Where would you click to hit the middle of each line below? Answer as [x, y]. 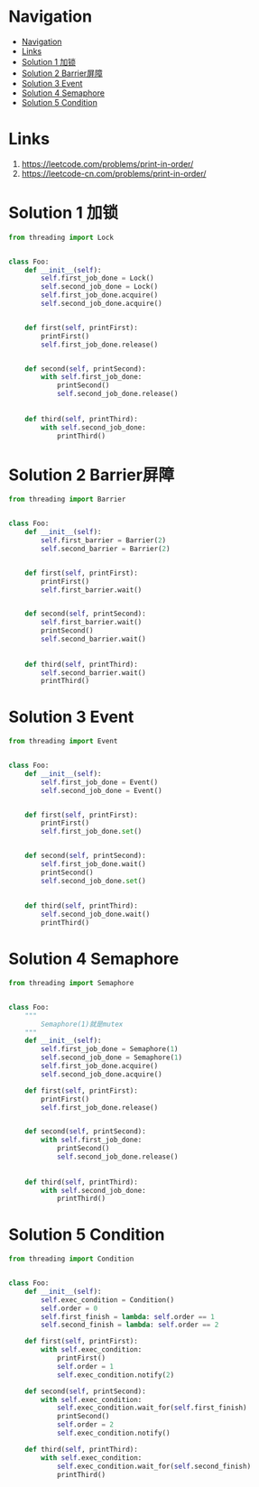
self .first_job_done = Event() [100, 782]
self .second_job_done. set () [93, 881]
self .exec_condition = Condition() [108, 1300]
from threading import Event [63, 742]
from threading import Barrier [67, 499]
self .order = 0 [69, 1308]
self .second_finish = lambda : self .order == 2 [130, 1325]
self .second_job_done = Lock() [100, 287]
